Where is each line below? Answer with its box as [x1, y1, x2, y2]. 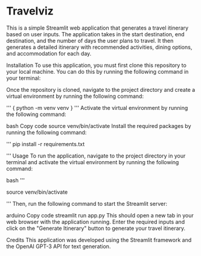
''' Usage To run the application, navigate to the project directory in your [6, 152, 186, 159]
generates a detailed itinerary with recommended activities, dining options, [6, 43, 193, 51]
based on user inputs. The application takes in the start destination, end [6, 30, 185, 37]
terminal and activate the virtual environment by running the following [6, 158, 179, 165]
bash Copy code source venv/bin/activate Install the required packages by [6, 122, 191, 129]
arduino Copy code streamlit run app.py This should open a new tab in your [6, 211, 194, 219]
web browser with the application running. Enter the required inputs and [6, 218, 185, 225]
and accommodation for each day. [6, 50, 92, 57]
